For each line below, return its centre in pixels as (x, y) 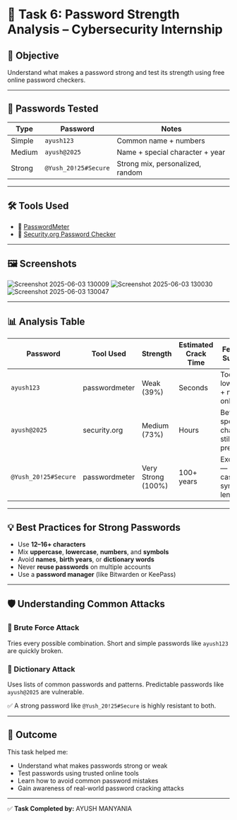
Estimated (196, 345)
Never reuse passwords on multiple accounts (84, 567)
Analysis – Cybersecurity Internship (115, 29)
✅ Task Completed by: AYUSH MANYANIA (70, 808)
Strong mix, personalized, (159, 163)
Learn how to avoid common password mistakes (88, 780)
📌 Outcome (32, 735)
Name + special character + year (171, 152)
